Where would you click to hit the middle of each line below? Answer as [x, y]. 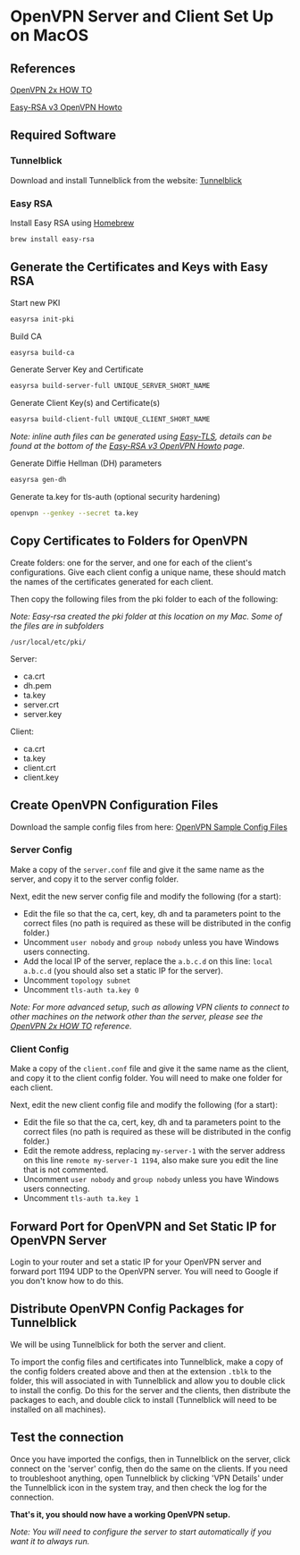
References [43, 68]
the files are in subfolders [57, 625]
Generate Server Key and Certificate [77, 369]
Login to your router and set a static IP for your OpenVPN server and [136, 1262]
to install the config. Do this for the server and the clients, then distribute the [150, 1390]
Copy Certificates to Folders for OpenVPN [129, 541]
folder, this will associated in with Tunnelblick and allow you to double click [148, 1381]
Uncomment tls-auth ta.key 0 [81, 989]
